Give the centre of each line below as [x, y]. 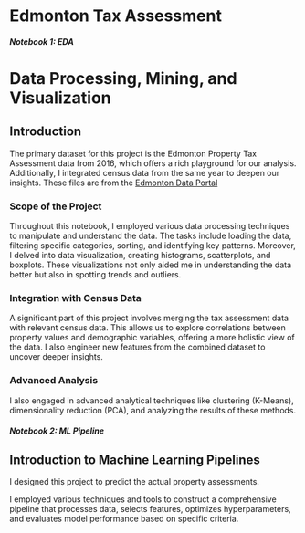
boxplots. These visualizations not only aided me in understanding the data [151, 265]
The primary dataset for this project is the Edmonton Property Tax [133, 153]
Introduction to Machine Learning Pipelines [135, 460]
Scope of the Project [56, 206]
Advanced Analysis [54, 381]
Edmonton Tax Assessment [116, 16]
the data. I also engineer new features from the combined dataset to [137, 347]
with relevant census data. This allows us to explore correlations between [147, 328]
